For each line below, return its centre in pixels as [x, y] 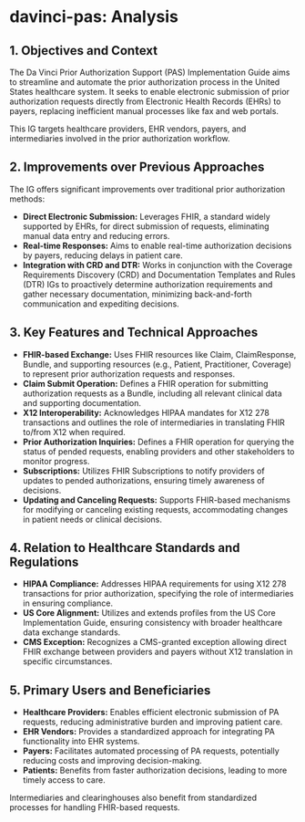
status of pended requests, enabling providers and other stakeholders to [158, 451]
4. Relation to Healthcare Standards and [125, 548]
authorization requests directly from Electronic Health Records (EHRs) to [145, 101]
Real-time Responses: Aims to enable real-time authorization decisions [157, 245]
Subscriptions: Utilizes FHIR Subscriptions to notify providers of [144, 471]
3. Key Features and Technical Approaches [134, 333]
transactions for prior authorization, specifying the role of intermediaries [158, 594]
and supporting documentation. [82, 402]
